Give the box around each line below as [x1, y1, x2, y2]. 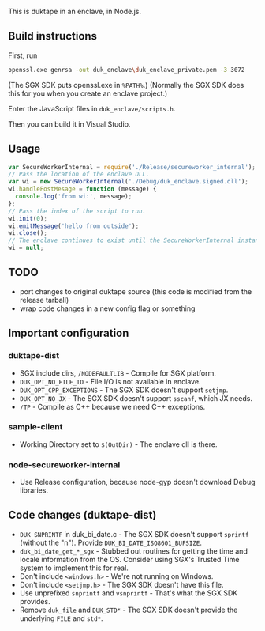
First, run [8, 51, 38, 60]
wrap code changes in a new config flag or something [19, 304, 196, 313]
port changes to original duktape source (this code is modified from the [19, 286, 252, 296]
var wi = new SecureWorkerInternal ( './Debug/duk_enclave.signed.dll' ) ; [8, 178, 248, 186]
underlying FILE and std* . [19, 613, 104, 623]
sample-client [8, 421, 63, 433]
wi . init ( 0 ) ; [8, 214, 47, 222]
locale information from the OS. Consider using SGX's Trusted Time [19, 554, 240, 564]
